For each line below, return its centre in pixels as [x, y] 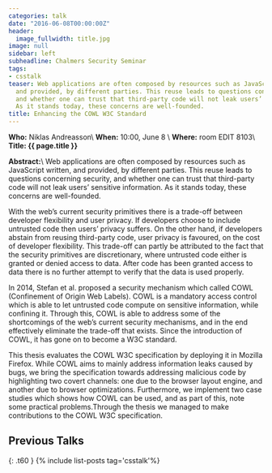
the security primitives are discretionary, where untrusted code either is [127, 255]
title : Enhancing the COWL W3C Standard [78, 114]
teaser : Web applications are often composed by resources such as [125, 84]
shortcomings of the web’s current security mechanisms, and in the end [128, 322]
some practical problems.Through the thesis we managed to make [119, 407]
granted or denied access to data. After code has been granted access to [131, 263]
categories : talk [38, 16]
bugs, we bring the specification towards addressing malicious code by [127, 372]
